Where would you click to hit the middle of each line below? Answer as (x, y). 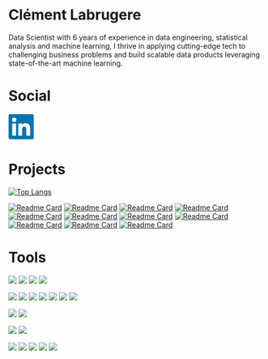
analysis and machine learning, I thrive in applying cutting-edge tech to (127, 45)
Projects (37, 170)
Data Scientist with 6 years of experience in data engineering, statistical (128, 37)
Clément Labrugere (75, 15)
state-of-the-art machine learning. (66, 63)
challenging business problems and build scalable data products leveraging (134, 54)
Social (30, 96)
